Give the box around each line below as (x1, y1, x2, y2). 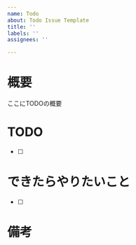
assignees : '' (7, 36, 49, 43)
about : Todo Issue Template (7, 17, 90, 24)
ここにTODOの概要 (7, 99, 62, 108)
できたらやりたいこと (7, 174, 131, 190)
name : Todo (7, 10, 39, 17)
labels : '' (7, 29, 39, 37)
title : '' (7, 23, 36, 30)
